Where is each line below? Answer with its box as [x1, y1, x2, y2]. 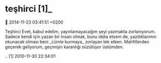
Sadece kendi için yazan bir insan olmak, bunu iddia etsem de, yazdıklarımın [5, 34, 157, 39]
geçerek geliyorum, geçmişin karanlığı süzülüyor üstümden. [5, 44, 124, 50]
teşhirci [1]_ [5, 3, 52, 14]
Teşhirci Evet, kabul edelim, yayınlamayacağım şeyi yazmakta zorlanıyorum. [5, 28, 156, 34]
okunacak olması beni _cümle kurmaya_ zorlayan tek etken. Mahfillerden [5, 38, 149, 44]
